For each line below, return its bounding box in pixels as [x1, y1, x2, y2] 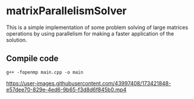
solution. [6, 36, 28, 43]
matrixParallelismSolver [6, 4, 127, 18]
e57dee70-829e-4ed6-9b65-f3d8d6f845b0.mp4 [6, 86, 127, 93]
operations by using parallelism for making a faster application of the [6, 30, 174, 37]
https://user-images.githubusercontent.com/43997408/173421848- [6, 79, 171, 87]
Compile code [6, 53, 59, 63]
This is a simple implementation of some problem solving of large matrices [6, 24, 189, 31]
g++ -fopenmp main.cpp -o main [6, 69, 84, 75]
